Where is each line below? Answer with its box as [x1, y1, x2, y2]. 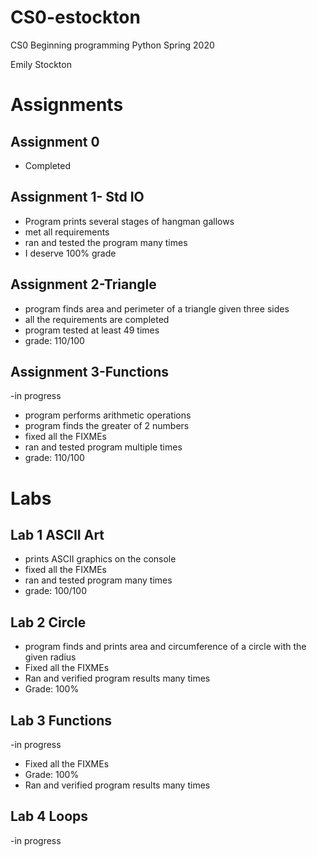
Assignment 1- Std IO [10, 189, 145, 206]
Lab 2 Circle [10, 614, 87, 631]
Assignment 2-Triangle [10, 276, 157, 293]
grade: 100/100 [24, 585, 87, 597]
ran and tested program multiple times [24, 441, 183, 453]
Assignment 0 [10, 133, 100, 150]
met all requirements [24, 226, 110, 238]
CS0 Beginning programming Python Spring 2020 [10, 39, 215, 51]
